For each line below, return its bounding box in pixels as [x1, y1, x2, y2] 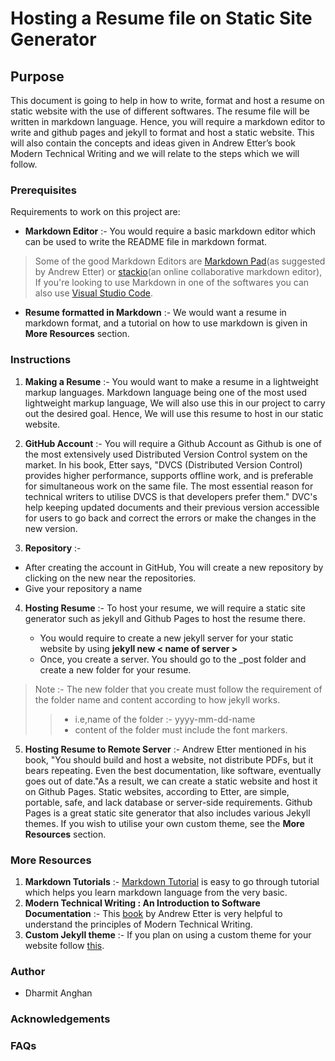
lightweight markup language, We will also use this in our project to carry [24, 397, 326, 409]
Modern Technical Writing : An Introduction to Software [24, 897, 261, 909]
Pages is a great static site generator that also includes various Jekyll [24, 807, 311, 819]
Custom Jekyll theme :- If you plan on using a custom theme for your [24, 928, 312, 941]
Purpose [10, 68, 65, 85]
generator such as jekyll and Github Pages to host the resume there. [24, 612, 306, 624]
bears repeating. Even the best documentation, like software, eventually [24, 764, 322, 776]
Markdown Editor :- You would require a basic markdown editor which [24, 225, 317, 237]
